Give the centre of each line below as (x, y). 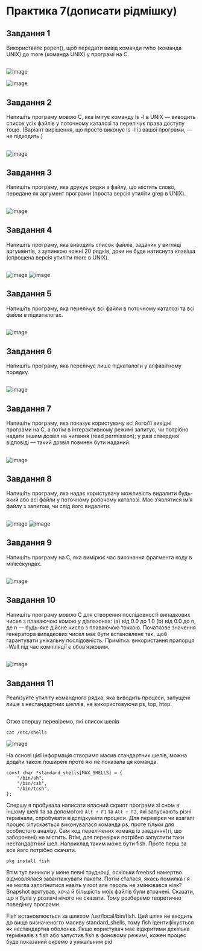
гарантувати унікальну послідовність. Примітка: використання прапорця (100, 640)
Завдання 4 (29, 230)
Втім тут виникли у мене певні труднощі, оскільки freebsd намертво (94, 873)
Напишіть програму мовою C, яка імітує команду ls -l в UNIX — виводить (101, 117)
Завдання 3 (29, 172)
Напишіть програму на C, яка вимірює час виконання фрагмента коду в (99, 557)
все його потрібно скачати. (41, 850)
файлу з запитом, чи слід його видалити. (58, 506)
